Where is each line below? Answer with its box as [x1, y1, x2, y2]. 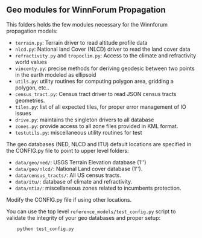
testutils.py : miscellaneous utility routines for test [14, 129, 143, 136]
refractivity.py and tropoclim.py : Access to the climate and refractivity [14, 51, 197, 59]
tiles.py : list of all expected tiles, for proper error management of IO [14, 103, 186, 111]
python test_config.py [17, 226, 74, 232]
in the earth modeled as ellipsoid [14, 71, 96, 78]
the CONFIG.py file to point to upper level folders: [6, 147, 129, 154]
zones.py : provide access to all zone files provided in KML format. [14, 122, 178, 129]
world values [14, 58, 47, 65]
